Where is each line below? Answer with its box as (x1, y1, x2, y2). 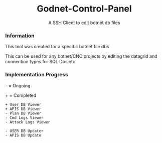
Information (5, 32, 35, 39)
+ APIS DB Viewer (5, 106, 42, 111)
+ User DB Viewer (5, 102, 42, 107)
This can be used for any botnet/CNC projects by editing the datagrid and (5, 53, 157, 59)
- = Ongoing (5, 82, 31, 88)
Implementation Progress (5, 71, 69, 78)
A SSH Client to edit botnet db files (48, 20, 120, 26)
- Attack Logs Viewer (5, 119, 51, 124)
